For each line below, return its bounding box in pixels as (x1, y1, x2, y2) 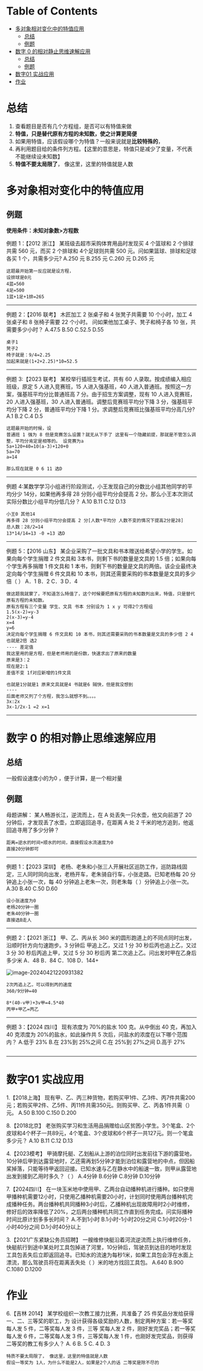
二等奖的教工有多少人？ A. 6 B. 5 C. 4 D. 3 (6, 1340, 111, 1347)
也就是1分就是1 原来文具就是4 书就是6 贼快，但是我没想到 (6, 682, 134, 688)
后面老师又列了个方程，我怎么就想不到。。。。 (6, 693, 98, 699)
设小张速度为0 (6, 897, 36, 904)
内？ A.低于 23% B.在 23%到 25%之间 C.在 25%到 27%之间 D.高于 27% (6, 1038, 185, 1046)
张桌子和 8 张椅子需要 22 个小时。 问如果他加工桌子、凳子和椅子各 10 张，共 (6, 318, 196, 325)
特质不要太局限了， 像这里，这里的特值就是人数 (6, 1353, 108, 1359)
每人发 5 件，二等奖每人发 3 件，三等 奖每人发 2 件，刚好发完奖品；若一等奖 (6, 1324, 196, 1332)
